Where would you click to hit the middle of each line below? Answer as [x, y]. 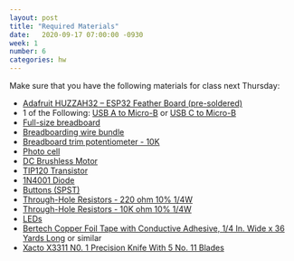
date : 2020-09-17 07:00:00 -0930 [76, 34]
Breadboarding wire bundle [73, 132]
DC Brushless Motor [60, 161]
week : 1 [24, 43]
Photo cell [41, 151]
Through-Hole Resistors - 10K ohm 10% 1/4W [107, 209]
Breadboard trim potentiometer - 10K [91, 142]
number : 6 [28, 52]
